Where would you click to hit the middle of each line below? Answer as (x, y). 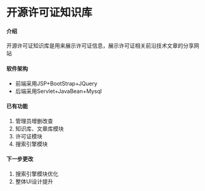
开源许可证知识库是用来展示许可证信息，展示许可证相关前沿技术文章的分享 (100, 46)
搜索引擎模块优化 (37, 174)
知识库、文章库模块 (39, 129)
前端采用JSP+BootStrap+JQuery (56, 83)
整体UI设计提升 (34, 182)
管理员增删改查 (34, 121)
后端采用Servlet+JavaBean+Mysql (58, 91)
